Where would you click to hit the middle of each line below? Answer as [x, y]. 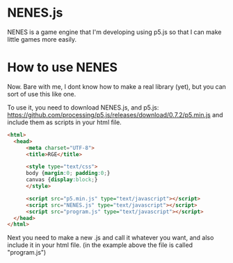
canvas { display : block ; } [62, 180]
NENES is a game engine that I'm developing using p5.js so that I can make [114, 32]
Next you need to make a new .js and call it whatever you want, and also [111, 238]
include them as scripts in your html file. [64, 122]
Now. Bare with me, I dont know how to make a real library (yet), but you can [116, 86]
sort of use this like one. [42, 94]
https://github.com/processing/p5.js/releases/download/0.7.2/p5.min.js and [115, 114]
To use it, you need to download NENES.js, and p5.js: [83, 107]
